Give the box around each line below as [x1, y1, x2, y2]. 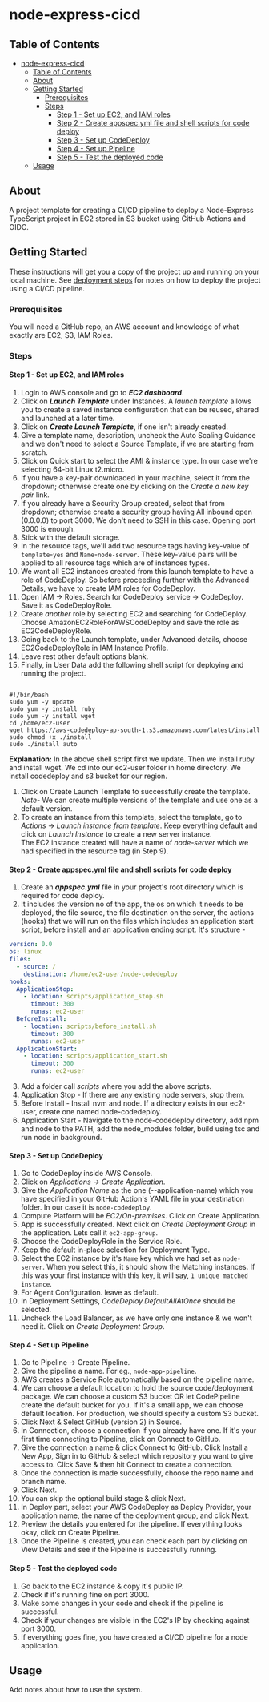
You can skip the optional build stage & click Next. [20, 1494, 187, 1503]
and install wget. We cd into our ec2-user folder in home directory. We [9, 763, 241, 773]
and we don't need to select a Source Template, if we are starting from [20, 439, 255, 449]
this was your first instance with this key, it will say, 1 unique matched [20, 1270, 249, 1280]
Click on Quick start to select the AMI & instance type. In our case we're [20, 456, 259, 466]
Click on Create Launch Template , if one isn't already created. [20, 422, 229, 432]
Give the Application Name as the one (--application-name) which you [20, 1186, 254, 1195]
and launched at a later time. [20, 414, 115, 423]
